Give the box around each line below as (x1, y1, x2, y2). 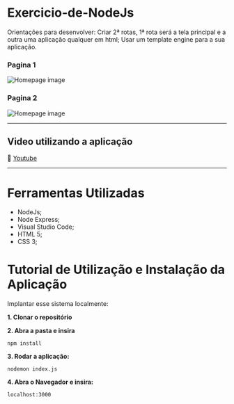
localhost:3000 (7, 391, 52, 398)
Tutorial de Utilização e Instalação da (7, 262, 225, 277)
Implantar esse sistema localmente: (7, 300, 109, 308)
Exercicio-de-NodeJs (7, 5, 134, 21)
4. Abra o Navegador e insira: (7, 378, 94, 387)
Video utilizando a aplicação (7, 136, 133, 147)
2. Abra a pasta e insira (7, 327, 75, 335)
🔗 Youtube (7, 154, 37, 163)
